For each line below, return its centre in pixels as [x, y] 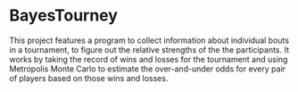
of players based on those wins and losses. [89, 78]
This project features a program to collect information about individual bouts [149, 40]
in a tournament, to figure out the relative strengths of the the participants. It [149, 49]
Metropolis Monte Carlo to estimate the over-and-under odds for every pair [148, 69]
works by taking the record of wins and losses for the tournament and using [149, 59]
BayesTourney [64, 16]
